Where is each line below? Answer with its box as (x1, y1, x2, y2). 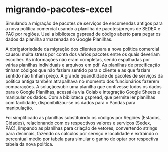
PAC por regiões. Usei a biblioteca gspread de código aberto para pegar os (5, 31, 161, 37)
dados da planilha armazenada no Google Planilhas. (5, 36, 113, 42)
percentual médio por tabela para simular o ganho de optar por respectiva (5, 136, 159, 142)
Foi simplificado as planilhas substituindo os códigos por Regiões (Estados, (5, 114, 161, 120)
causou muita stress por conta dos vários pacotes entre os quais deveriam (5, 51, 160, 57)
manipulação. (5, 105, 34, 111)
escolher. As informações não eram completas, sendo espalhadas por (5, 56, 150, 62)
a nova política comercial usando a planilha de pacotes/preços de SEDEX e (5, 25, 161, 31)
